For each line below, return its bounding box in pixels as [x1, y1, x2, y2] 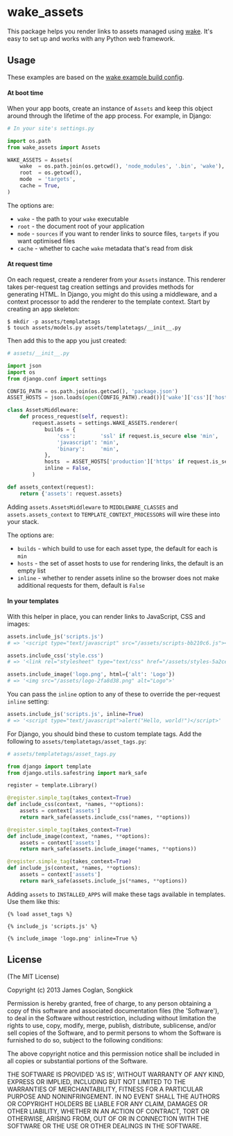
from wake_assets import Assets [7, 143, 101, 151]
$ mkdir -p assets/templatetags [7, 318, 101, 326]
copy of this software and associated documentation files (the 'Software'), [7, 1006, 220, 1015]
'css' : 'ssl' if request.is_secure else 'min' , [56, 432, 218, 439]
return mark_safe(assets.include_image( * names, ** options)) [19, 846, 197, 853]
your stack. [7, 517, 40, 525]
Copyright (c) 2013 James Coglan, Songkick [7, 986, 133, 994]
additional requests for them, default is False [17, 581, 146, 589]
